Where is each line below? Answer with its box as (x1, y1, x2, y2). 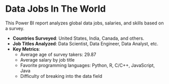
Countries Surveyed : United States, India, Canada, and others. (12, 35, 145, 41)
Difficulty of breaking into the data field (20, 73, 103, 79)
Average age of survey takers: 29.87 (20, 51, 96, 58)
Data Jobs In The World (5, 3, 106, 15)
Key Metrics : (12, 46, 41, 52)
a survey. (5, 25, 24, 31)
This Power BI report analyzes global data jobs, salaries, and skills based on (5, 20, 164, 26)
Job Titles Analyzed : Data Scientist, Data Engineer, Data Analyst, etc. (12, 40, 159, 46)
